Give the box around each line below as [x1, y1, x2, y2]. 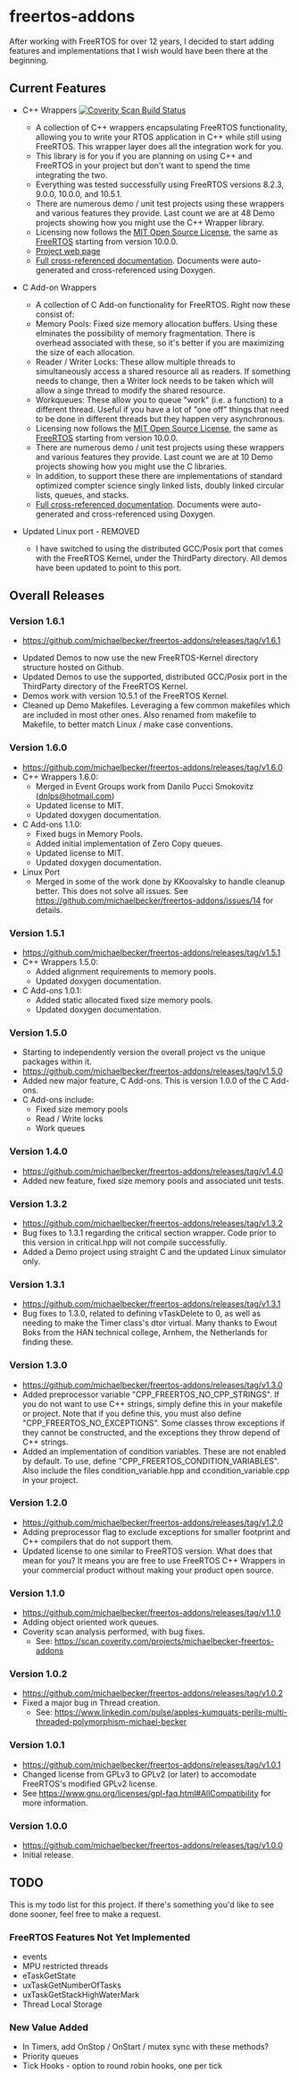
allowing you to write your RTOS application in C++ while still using [35, 132, 282, 142]
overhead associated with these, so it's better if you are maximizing [35, 337, 285, 348]
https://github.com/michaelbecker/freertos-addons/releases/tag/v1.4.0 [21, 1165, 284, 1176]
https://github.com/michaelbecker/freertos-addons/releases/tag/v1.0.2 [21, 1688, 284, 1699]
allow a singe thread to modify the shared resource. [35, 385, 226, 396]
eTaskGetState [21, 1971, 77, 1982]
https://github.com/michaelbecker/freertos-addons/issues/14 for [35, 895, 274, 906]
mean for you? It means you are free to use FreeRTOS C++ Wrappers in [21, 1555, 286, 1565]
